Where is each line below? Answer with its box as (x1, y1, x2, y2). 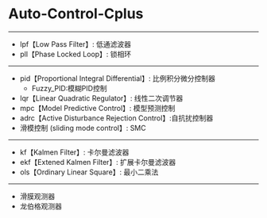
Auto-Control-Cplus (8, 5, 144, 23)
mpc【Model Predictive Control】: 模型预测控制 (19, 103, 176, 113)
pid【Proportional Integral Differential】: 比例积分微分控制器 (19, 73, 216, 83)
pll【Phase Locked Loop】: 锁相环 (19, 49, 132, 59)
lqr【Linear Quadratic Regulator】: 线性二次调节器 (19, 93, 184, 103)
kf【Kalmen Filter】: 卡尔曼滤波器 (19, 147, 130, 157)
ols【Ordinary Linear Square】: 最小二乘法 (19, 167, 159, 177)
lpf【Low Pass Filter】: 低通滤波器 (19, 39, 132, 48)
